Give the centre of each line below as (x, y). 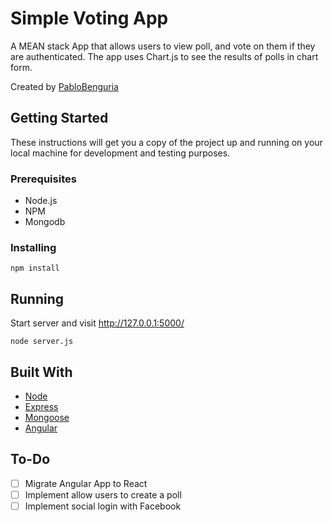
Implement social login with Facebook (103, 506)
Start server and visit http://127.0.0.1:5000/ (97, 323)
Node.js (41, 201)
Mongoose (47, 417)
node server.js (42, 342)
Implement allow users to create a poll (103, 494)
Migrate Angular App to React (86, 483)
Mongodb (45, 222)
